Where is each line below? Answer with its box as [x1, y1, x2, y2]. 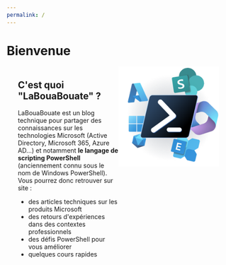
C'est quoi [18, 78, 64, 91]
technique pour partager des [18, 117, 102, 125]
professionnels [28, 228, 72, 236]
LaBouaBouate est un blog [18, 109, 95, 117]
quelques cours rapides [28, 250, 98, 259]
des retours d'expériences [28, 213, 106, 221]
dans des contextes [28, 220, 86, 229]
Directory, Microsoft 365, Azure [18, 139, 111, 148]
